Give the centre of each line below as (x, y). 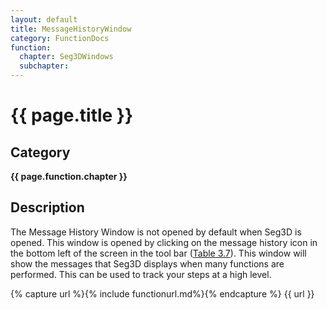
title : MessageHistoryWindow (71, 29)
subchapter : (44, 66)
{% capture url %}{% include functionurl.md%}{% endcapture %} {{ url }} (162, 293)
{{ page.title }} (72, 115)
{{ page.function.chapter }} (69, 176)
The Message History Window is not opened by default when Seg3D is (156, 232)
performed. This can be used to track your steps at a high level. (141, 274)
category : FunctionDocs (60, 38)
